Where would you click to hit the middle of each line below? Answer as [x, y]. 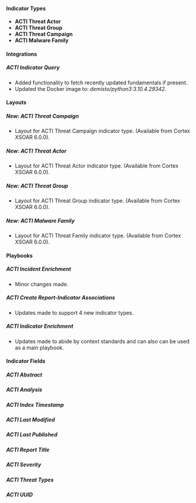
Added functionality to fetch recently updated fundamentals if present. [101, 83]
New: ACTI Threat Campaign [42, 116]
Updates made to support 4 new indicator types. [74, 312]
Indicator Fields [26, 361]
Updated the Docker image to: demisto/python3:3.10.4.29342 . [91, 88]
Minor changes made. [42, 284]
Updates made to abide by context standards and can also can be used [102, 341]
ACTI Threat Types [30, 480]
